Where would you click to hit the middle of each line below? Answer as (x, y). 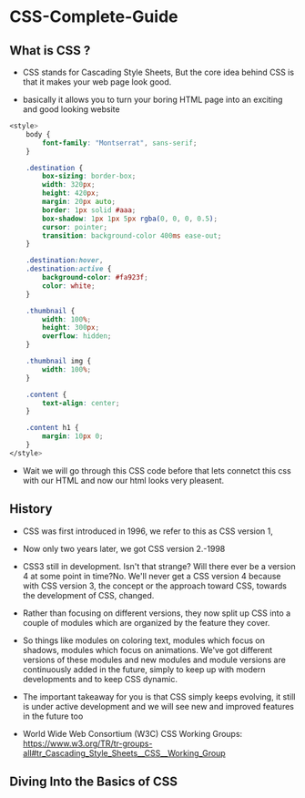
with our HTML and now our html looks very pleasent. (123, 480)
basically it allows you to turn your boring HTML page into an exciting (152, 99)
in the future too (53, 716)
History (31, 509)
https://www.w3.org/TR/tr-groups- (87, 743)
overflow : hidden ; (77, 336)
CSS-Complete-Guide (94, 17)
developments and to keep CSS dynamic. (100, 679)
